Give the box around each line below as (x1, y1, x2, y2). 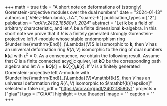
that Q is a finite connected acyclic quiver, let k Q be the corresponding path (5, 58, 161, 64)
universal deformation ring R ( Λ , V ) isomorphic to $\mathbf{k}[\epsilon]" (5, 80, 152, 86)
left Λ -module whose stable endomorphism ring (26, 36, 125, 42)
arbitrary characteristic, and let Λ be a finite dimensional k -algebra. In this (5, 25, 157, 31)
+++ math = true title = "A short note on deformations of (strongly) (5, 4, 142, 10)
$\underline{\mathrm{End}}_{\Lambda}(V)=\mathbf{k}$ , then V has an (5, 75, 151, 81)
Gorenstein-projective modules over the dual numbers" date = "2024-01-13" (5, 9, 162, 15)
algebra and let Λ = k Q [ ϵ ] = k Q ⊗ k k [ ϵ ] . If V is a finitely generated (5, 63, 140, 70)
